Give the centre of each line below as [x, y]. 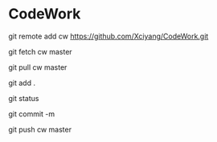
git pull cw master [38, 67]
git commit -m [32, 114]
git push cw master [40, 129]
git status [24, 98]
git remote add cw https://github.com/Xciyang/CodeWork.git [108, 36]
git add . [22, 83]
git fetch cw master [40, 51]
